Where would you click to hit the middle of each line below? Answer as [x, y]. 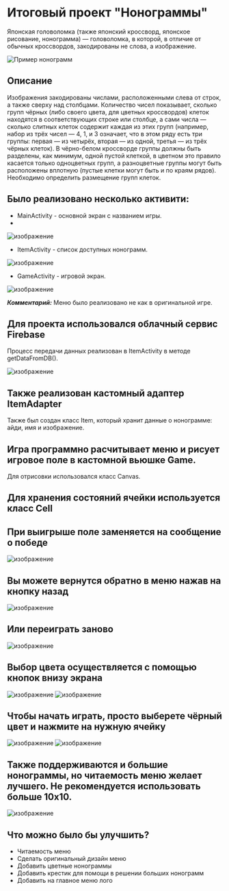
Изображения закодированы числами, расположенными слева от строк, [114, 97]
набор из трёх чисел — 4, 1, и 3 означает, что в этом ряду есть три [105, 134]
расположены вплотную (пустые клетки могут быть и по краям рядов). [112, 170]
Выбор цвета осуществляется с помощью [102, 667]
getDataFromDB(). [32, 358]
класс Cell [30, 509]
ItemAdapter [35, 404]
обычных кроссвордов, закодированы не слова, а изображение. [102, 46]
